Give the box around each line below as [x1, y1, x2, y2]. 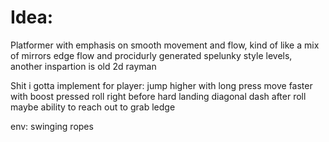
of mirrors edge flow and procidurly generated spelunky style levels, [10, 49, 293, 61]
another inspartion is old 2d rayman [10, 60, 157, 72]
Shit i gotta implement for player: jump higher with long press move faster [10, 79, 313, 91]
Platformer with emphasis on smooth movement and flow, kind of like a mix [10, 39, 320, 51]
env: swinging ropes [10, 120, 94, 132]
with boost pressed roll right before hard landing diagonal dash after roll [10, 90, 307, 102]
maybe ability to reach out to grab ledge [10, 101, 176, 113]
